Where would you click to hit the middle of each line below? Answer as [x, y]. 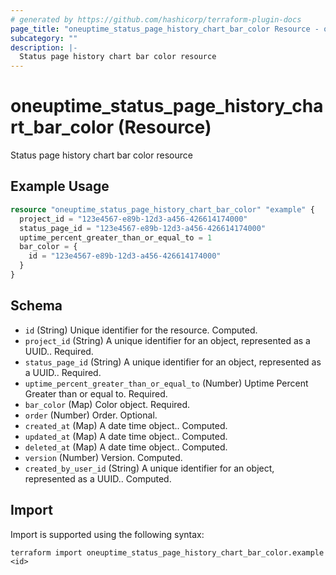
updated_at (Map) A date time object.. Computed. [126, 436]
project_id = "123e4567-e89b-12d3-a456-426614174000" [133, 219]
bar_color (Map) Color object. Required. [107, 404]
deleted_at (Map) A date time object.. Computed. [126, 447]
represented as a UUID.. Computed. [98, 478]
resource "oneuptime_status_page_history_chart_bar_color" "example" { [162, 209]
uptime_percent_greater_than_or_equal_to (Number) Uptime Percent [166, 383]
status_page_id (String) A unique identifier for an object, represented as [173, 362]
